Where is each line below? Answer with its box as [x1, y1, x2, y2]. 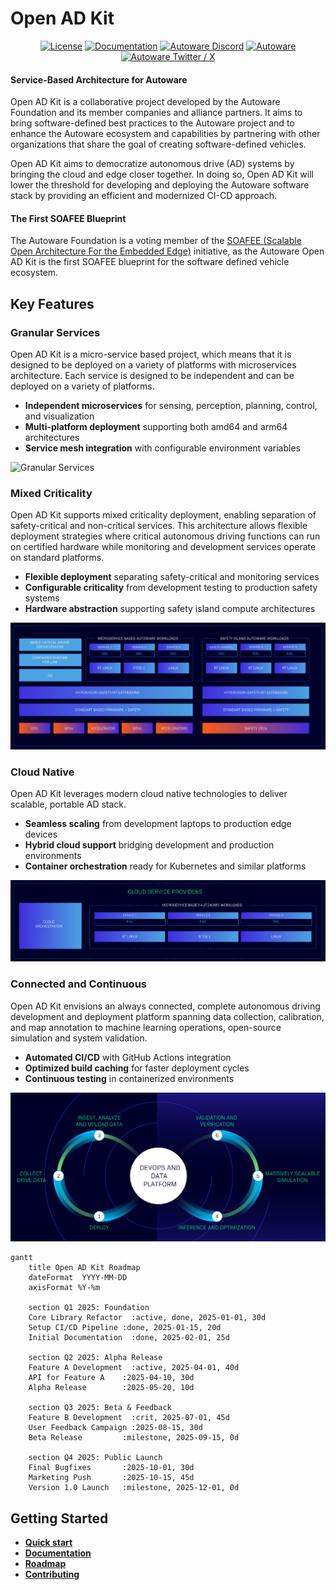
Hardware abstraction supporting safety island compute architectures [24, 603, 316, 615]
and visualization [24, 410, 95, 422]
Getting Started [10, 1510, 109, 1527]
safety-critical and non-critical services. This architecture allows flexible [10, 520, 308, 532]
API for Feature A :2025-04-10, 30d [28, 1373, 195, 1383]
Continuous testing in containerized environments [24, 1072, 235, 1084]
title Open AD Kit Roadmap [28, 1263, 141, 1273]
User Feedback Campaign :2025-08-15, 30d [28, 1423, 203, 1433]
